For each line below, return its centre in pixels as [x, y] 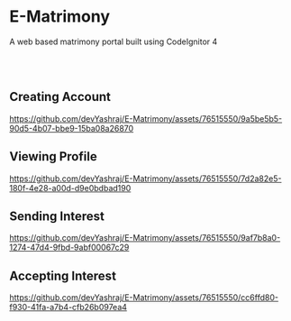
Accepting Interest [63, 275]
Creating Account [60, 97]
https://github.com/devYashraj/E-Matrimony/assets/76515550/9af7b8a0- [145, 238]
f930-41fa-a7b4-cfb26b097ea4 [68, 307]
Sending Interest [57, 216]
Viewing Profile [53, 156]
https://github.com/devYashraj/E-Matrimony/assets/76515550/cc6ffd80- [144, 298]
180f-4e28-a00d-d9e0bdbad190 [70, 188]
